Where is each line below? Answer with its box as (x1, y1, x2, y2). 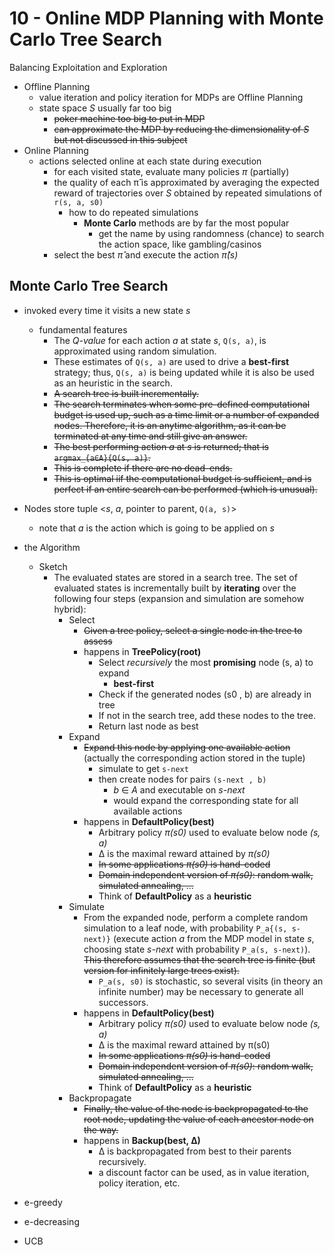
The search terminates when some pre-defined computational (53, 398, 311, 410)
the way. (83, 1123, 119, 1136)
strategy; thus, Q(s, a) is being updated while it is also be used (53, 366, 315, 378)
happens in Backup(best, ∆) (83, 1134, 201, 1146)
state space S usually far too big (38, 102, 172, 114)
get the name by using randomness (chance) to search (98, 227, 325, 239)
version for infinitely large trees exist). (83, 964, 240, 976)
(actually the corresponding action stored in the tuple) (83, 752, 306, 764)
